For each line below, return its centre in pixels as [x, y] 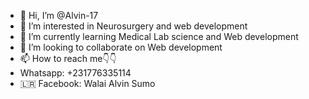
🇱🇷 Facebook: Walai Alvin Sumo [87, 83]
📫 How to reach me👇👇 [68, 58]
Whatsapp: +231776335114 [75, 73]
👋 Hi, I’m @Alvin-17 [59, 15]
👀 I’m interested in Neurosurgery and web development [133, 26]
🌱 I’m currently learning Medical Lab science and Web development [159, 36]
